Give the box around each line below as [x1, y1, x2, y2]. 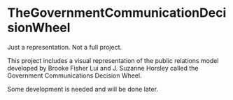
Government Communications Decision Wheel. [7, 71, 142, 80]
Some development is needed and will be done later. [7, 85, 159, 93]
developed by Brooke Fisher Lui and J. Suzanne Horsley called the [7, 64, 199, 72]
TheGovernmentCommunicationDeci [7, 5, 227, 21]
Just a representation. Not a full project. [7, 43, 122, 51]
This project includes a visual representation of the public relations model [7, 56, 219, 64]
